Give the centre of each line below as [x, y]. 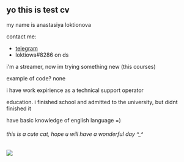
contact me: [21, 37]
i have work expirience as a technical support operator [75, 90]
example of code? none [36, 78]
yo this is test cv [38, 10]
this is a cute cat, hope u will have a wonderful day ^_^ [75, 134]
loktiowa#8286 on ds [42, 55]
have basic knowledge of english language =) [64, 120]
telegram [26, 48]
